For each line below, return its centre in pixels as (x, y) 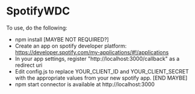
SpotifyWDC (38, 11)
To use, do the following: (37, 28)
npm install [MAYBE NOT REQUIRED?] (62, 39)
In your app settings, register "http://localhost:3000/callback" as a (97, 58)
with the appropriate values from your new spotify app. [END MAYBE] (101, 78)
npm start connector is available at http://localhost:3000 (85, 84)
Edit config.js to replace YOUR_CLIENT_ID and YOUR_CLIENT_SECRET (102, 71)
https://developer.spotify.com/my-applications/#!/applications (92, 52)
